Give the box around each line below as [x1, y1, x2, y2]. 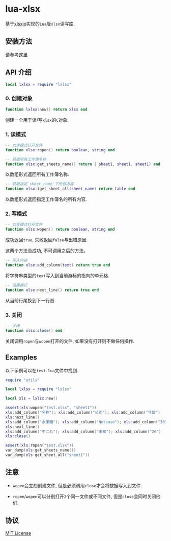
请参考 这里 [5, 52, 28, 58]
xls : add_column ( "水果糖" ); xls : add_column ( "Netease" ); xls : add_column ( [5, 419, 158, 424]
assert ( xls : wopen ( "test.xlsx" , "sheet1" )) [5, 405, 97, 411]
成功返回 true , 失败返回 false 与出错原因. [5, 237, 88, 243]
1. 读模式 [5, 131, 26, 138]
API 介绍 [5, 68, 32, 77]
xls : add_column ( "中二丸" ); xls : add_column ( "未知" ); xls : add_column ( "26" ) [5, 429, 161, 434]
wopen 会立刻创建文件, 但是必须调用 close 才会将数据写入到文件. [12, 482, 142, 488]
